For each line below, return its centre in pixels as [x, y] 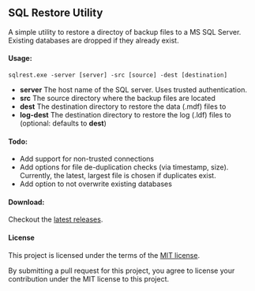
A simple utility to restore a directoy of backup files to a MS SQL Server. [125, 32]
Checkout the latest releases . [56, 219]
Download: [26, 202]
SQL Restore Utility [56, 13]
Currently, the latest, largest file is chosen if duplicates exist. [118, 176]
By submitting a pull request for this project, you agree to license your [122, 270]
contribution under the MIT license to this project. [89, 278]
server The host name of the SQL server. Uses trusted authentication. [133, 90]
